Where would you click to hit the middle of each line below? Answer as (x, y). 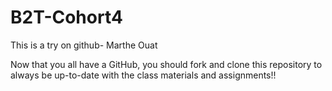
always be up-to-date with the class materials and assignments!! (143, 75)
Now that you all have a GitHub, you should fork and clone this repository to (166, 64)
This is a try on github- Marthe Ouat (84, 45)
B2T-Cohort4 (66, 17)
